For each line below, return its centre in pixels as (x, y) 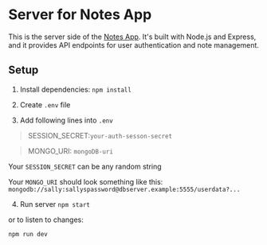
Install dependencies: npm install (75, 89)
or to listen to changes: (46, 220)
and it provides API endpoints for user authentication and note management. (133, 45)
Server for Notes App (80, 15)
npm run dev (28, 234)
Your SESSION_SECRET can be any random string (85, 166)
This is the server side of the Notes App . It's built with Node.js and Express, (132, 37)
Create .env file (45, 104)
